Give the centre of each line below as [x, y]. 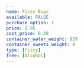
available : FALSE [28, 17]
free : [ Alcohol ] [26, 56]
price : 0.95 [21, 28]
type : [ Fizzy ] [24, 50]
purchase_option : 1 [30, 22]
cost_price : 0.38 [28, 34]
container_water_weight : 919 [42, 39]
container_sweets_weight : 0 [41, 45]
